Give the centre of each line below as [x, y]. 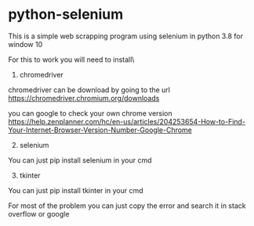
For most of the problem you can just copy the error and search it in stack [127, 206]
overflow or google [39, 213]
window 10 [25, 44]
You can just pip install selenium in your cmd [80, 160]
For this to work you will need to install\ [71, 59]
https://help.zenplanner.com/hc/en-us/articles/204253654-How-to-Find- [127, 121]
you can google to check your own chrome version [90, 113]
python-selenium [66, 14]
